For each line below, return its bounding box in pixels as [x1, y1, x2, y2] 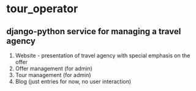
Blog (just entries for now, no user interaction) [15, 78, 132, 85]
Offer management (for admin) [15, 65, 93, 72]
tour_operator [6, 2, 78, 16]
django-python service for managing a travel [6, 26, 181, 37]
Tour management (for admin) [15, 71, 91, 78]
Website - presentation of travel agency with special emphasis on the [15, 52, 190, 59]
